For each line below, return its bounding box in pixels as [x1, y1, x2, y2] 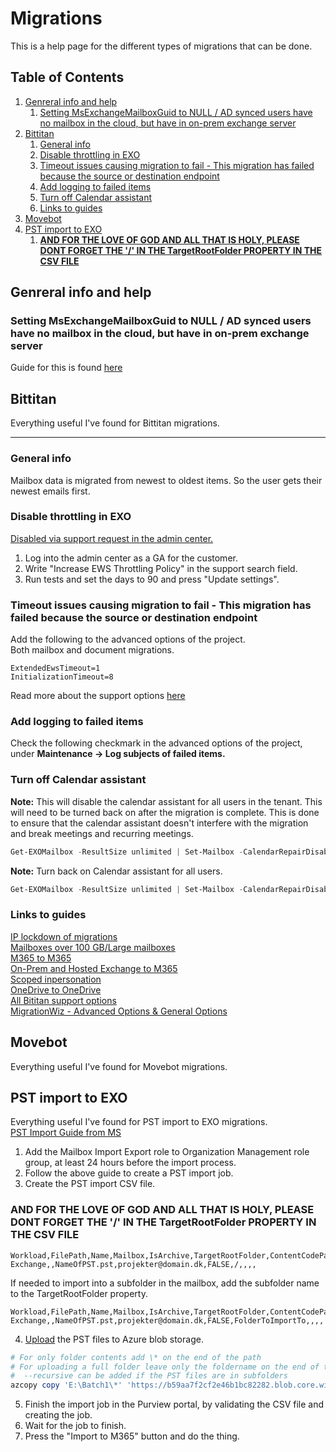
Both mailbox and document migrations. [10, 644, 175, 656]
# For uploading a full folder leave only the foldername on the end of [10, 1362, 320, 1372]
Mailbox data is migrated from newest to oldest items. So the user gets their [10, 474, 323, 486]
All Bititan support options [10, 994, 117, 1006]
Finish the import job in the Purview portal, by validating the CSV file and [24, 1398, 325, 1411]
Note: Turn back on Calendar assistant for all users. [10, 865, 223, 877]
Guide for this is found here [10, 362, 123, 374]
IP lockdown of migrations [10, 930, 118, 942]
